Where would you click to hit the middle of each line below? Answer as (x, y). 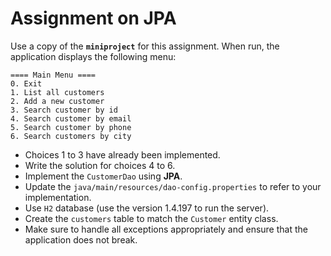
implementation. (58, 197)
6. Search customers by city (71, 136)
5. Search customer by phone (71, 127)
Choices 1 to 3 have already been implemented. (122, 154)
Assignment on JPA (93, 18)
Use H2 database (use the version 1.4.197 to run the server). (147, 208)
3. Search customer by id (64, 110)
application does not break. (81, 239)
